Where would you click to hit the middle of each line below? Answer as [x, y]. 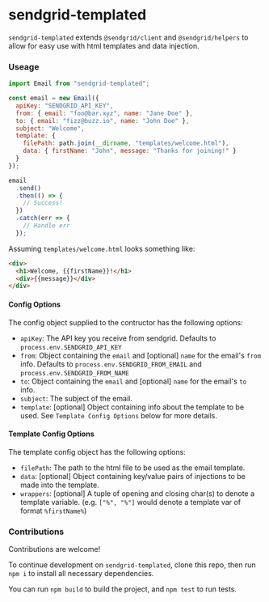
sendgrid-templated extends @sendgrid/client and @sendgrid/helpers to [128, 37]
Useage [24, 66]
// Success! [43, 203]
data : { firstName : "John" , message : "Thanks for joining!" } [130, 151]
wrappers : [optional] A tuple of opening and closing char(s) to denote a [137, 493]
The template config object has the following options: [97, 451]
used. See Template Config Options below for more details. [119, 415]
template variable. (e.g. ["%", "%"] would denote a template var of [130, 502]
